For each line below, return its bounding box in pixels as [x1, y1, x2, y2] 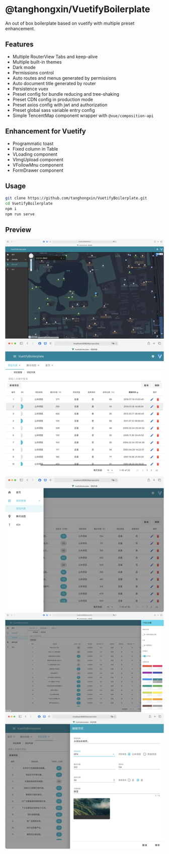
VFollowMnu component [12, 162, 63, 168]
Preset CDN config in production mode [12, 96, 94, 102]
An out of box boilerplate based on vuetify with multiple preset [5, 20, 135, 26]
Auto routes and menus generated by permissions [12, 75, 117, 81]
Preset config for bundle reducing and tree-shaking [12, 91, 120, 97]
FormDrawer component [12, 167, 64, 173]
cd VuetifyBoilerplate [5, 201, 53, 206]
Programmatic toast [12, 140, 54, 147]
